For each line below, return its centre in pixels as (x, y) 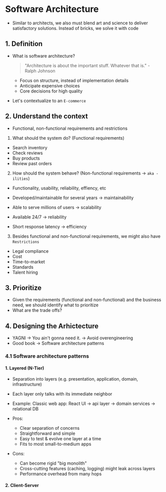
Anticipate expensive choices (50, 86)
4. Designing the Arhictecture (52, 326)
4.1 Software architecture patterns (47, 356)
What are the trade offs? (37, 310)
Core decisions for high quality (51, 91)
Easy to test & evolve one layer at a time (60, 439)
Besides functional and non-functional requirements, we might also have (86, 236)
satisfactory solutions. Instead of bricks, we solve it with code (75, 28)
